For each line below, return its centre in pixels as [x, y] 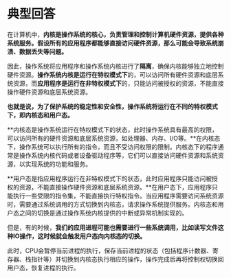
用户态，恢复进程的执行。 [43, 268]
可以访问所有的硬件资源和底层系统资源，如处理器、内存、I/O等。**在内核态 [114, 138]
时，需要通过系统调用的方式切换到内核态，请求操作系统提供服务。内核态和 [112, 204]
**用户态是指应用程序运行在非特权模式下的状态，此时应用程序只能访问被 [110, 178]
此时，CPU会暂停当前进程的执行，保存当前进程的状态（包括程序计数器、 [110, 251]
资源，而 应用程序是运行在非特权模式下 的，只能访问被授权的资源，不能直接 [118, 83]
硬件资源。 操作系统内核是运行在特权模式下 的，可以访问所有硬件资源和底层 [112, 74]
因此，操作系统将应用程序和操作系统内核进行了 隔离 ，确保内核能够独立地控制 [115, 66]
